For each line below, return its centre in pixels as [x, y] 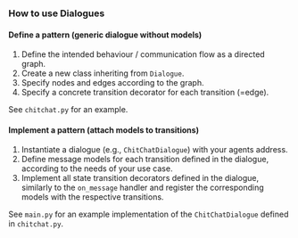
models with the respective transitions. [92, 197]
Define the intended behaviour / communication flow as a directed [143, 54]
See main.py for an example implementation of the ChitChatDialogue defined [149, 214]
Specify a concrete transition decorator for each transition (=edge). [145, 93]
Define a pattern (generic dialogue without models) [105, 35]
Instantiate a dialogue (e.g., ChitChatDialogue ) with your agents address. [154, 150]
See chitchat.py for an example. [68, 110]
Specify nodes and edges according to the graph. [112, 83]
